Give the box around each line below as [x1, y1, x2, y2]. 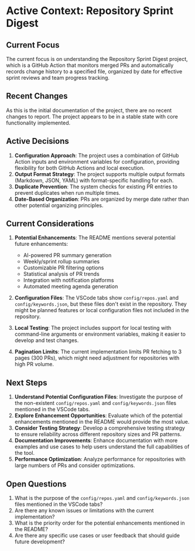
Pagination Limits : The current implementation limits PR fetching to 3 [14, 348, 182, 356]
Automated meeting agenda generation [23, 283, 118, 290]
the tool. [14, 449, 35, 457]
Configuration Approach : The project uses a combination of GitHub [14, 151, 179, 159]
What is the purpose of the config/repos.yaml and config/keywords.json [14, 495, 190, 502]
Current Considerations [6, 219, 94, 229]
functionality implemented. [6, 119, 71, 126]
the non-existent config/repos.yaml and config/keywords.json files [14, 400, 177, 407]
